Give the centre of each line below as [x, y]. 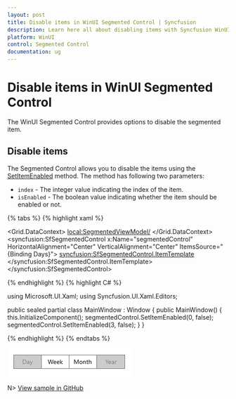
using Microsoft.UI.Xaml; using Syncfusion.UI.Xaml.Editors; [92, 296]
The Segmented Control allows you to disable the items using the [101, 168]
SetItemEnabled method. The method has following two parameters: [106, 176]
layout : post [26, 15]
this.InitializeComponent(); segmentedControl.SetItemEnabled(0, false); [111, 317]
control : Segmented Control [48, 45]
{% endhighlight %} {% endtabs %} [59, 338]
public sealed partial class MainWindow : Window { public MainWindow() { [115, 310]
